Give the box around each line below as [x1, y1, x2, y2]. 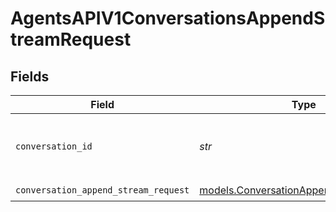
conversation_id [15, 141, 93, 152]
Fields [10, 68, 50, 85]
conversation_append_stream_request [15, 184, 190, 196]
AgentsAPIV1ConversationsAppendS [10, 7, 326, 30]
